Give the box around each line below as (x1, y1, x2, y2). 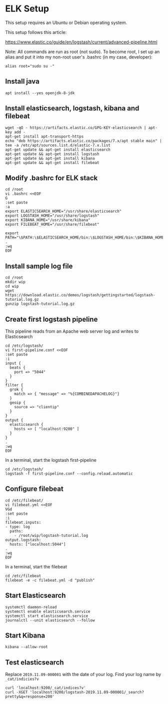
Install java (5, 77, 40, 86)
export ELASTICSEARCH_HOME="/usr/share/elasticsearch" (5, 209, 122, 214)
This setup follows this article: (5, 29, 67, 35)
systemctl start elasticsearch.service (5, 613, 88, 618)
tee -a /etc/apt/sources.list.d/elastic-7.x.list (5, 143, 111, 148)
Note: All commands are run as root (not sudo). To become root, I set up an (5, 49, 160, 55)
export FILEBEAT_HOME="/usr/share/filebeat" (5, 222, 99, 227)
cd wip (5, 284, 19, 289)
